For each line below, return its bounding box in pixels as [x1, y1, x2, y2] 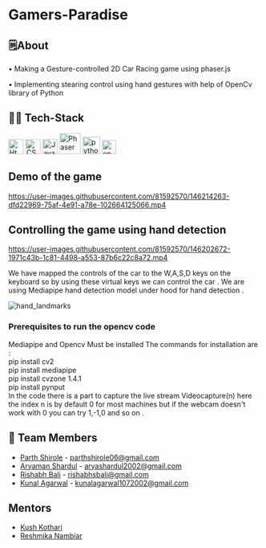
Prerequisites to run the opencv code [8, 321, 156, 333]
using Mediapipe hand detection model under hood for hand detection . [8, 285, 244, 295]
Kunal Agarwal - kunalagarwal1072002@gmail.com [19, 478, 189, 488]
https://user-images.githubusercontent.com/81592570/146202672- [8, 244, 231, 254]
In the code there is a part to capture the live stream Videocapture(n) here [8, 391, 252, 400]
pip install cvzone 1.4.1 [8, 374, 82, 383]
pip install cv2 [8, 356, 54, 366]
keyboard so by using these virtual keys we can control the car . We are [8, 277, 245, 287]
